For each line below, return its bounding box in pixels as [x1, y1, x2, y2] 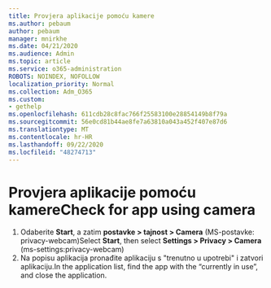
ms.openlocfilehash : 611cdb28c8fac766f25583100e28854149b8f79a [8, 111, 228, 119]
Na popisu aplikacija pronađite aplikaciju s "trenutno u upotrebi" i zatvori [20, 253, 264, 263]
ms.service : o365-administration [8, 65, 122, 73]
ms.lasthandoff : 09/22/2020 [8, 140, 104, 149]
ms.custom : [8, 95, 46, 103]
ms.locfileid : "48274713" [8, 148, 96, 156]
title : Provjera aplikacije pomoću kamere [8, 11, 155, 20]
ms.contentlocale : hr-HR [8, 133, 93, 141]
